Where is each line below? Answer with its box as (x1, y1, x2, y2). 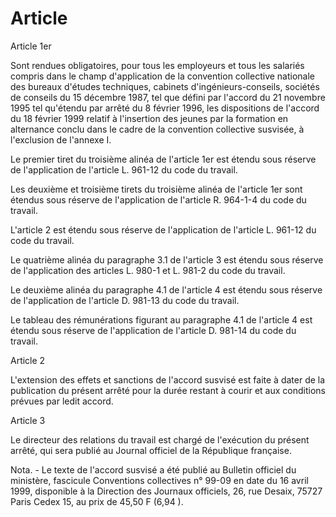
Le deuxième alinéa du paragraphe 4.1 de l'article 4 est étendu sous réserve (10, 283, 323, 296)
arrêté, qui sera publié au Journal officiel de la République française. (10, 444, 292, 456)
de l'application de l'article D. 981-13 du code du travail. (10, 294, 240, 306)
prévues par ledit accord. (10, 395, 114, 407)
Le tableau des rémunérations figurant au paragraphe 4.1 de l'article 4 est (10, 313, 313, 326)
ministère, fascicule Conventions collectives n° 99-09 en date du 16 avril (10, 474, 309, 486)
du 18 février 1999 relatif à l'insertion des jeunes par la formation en (10, 112, 289, 124)
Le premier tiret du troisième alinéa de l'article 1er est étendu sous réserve (10, 153, 317, 165)
